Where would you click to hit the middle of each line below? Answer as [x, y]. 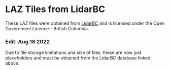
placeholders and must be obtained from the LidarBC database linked [78, 58]
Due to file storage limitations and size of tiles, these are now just [73, 53]
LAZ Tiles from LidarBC [55, 9]
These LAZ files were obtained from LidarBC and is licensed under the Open [85, 23]
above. [12, 63]
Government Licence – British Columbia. [47, 28]
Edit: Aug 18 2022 [28, 41]
